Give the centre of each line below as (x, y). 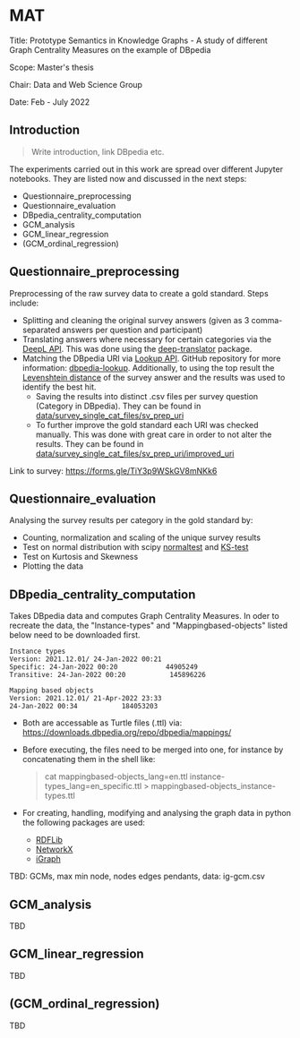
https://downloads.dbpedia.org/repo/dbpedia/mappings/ (127, 733)
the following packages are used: (84, 823)
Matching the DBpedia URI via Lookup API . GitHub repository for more (151, 358)
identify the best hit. (59, 387)
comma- (267, 320)
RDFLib (49, 840)
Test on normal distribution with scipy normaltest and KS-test (135, 547)
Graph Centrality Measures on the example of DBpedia (110, 49)
